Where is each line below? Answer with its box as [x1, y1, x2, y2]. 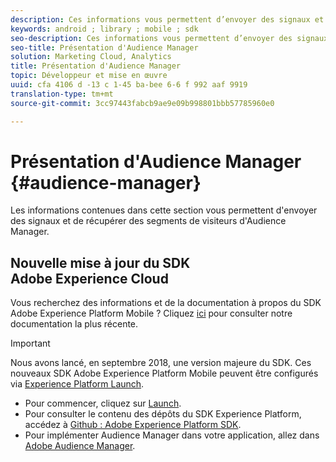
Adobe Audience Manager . [24, 440, 136, 452]
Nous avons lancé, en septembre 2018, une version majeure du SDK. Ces [10, 357, 312, 369]
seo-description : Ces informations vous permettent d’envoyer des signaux [10, 33, 329, 43]
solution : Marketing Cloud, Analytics [10, 52, 172, 62]
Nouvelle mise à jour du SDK [10, 254, 191, 271]
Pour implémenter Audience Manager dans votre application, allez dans [24, 429, 320, 441]
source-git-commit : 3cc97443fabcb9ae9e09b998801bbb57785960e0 [10, 98, 275, 108]
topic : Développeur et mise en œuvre [10, 71, 168, 81]
